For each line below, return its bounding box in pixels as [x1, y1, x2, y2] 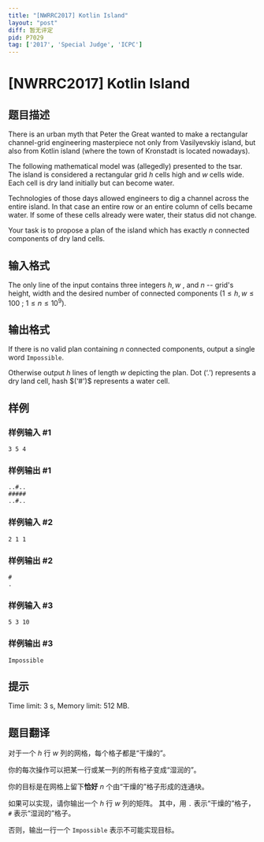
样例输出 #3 [8, 638, 54, 649]
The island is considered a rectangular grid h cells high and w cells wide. [8, 170, 244, 180]
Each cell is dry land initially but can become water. [8, 178, 175, 188]
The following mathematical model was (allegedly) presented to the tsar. [8, 162, 243, 171]
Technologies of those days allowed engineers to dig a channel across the [8, 194, 250, 203]
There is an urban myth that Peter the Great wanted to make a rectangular [8, 129, 248, 139]
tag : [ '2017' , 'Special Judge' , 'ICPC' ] [8, 41, 143, 49]
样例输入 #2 [8, 517, 54, 528]
